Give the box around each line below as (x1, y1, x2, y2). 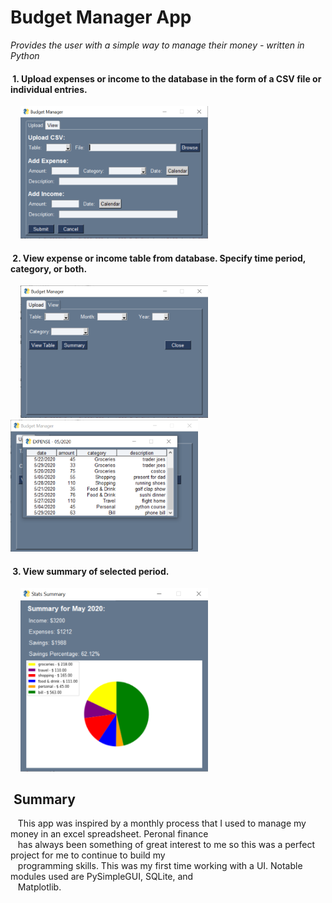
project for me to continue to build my (10, 849, 166, 861)
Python (10, 49, 40, 61)
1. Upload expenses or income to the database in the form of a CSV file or (12, 72, 322, 85)
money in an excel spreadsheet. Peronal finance (10, 828, 209, 840)
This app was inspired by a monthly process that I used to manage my (17, 817, 307, 830)
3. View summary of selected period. (12, 565, 170, 577)
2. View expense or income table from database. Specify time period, (12, 252, 306, 264)
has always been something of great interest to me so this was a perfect (17, 839, 316, 851)
